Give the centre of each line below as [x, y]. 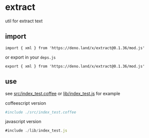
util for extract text [24, 21]
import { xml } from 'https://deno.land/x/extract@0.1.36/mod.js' [75, 48]
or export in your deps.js [30, 57]
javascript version [23, 122]
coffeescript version [25, 103]
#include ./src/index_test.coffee [41, 112]
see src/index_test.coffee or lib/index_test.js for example [63, 93]
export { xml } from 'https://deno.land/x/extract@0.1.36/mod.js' [75, 66]
